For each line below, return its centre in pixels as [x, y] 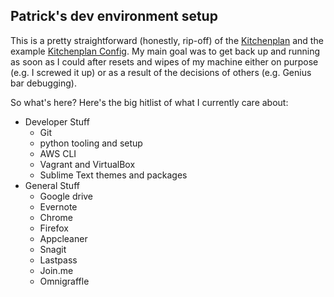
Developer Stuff [57, 121]
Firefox [54, 228]
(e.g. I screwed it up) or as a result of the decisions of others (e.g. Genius [161, 72]
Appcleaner [63, 238]
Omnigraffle [64, 281]
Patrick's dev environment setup [114, 16]
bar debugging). [43, 83]
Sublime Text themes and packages [113, 175]
